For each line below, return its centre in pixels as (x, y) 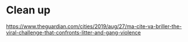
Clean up (28, 10)
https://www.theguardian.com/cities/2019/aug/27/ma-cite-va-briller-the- (94, 26)
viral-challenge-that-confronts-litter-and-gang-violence (74, 32)
